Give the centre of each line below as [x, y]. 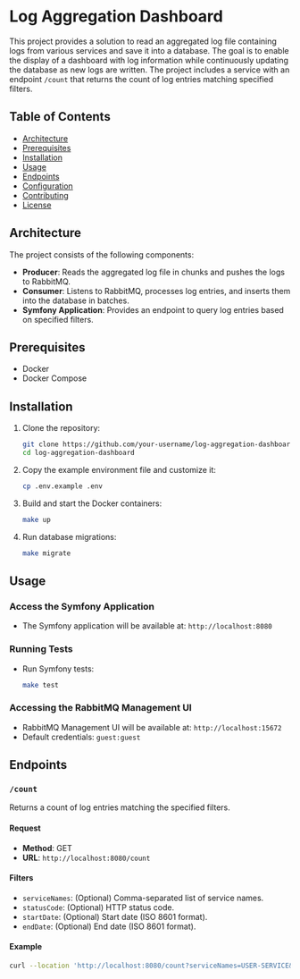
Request [25, 828]
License [37, 205]
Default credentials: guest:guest [81, 737]
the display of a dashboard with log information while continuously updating [149, 60]
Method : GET [47, 848]
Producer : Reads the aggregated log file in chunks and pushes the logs [154, 272]
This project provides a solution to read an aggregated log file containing [143, 41]
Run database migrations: [69, 536]
